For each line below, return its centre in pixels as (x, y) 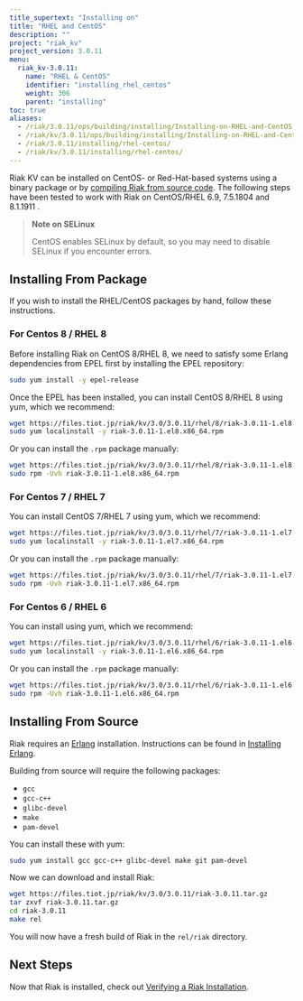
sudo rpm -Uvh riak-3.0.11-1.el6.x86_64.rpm (94, 693)
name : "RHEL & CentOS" (68, 77)
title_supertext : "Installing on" (74, 18)
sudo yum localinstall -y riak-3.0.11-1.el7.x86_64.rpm (116, 542)
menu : (19, 60)
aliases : (26, 118)
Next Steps (41, 965)
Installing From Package (78, 279)
